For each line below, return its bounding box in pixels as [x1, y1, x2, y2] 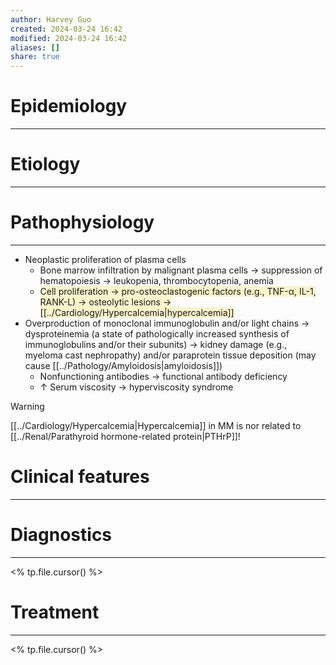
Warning [10, 400, 45, 412]
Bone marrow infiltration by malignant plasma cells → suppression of [39, 264, 323, 276]
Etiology [10, 153, 81, 176]
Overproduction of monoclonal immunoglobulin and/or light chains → [24, 317, 310, 329]
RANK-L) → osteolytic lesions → [39, 296, 172, 308]
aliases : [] [10, 42, 60, 53]
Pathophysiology [10, 211, 155, 234]
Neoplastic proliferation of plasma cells [24, 253, 187, 265]
